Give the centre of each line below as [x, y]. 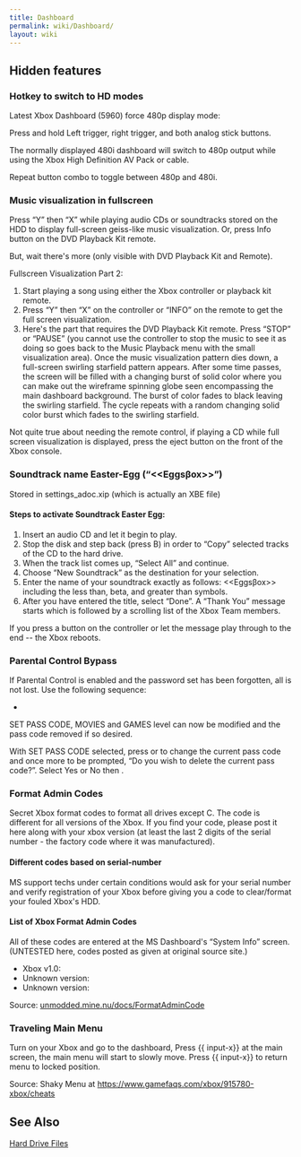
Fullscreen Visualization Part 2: [66, 273]
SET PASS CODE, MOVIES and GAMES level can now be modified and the [145, 725]
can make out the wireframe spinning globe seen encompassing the [148, 386]
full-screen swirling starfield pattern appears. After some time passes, [152, 367]
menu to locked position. [55, 1066]
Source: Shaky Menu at [52, 1084]
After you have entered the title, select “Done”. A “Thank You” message [154, 600]
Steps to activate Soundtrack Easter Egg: [87, 514]
